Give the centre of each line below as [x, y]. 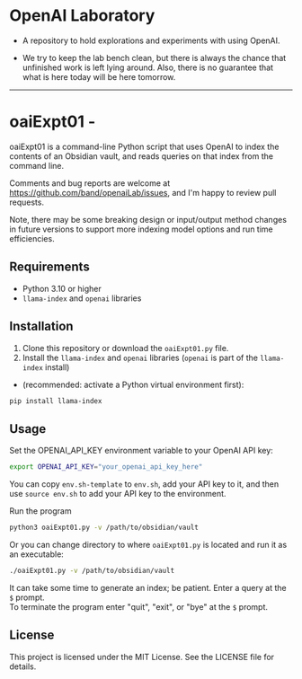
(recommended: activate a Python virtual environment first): [133, 384]
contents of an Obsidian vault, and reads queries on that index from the [142, 156]
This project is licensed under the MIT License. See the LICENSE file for [142, 657]
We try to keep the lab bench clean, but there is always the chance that [154, 57]
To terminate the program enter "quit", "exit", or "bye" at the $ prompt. [138, 606]
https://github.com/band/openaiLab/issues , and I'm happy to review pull [143, 192]
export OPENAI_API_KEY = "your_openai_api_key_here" [106, 467]
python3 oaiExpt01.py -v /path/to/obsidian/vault [104, 528]
